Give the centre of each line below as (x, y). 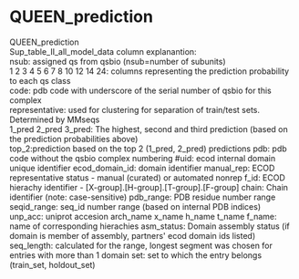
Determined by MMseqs (55, 119)
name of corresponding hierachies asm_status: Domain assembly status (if (149, 226)
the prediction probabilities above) (74, 139)
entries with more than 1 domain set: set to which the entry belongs (136, 255)
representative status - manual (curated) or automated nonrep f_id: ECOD (147, 177)
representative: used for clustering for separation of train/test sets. (135, 109)
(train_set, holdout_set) (52, 264)
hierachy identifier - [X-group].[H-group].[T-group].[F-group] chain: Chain (149, 187)
